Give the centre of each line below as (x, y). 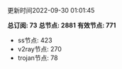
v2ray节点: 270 (40, 49)
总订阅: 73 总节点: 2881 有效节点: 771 (62, 25)
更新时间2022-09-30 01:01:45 (51, 10)
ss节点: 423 (35, 40)
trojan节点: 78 (38, 58)
